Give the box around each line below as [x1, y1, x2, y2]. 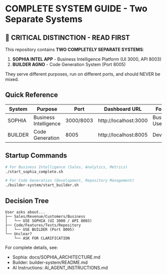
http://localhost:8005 [97, 131, 148, 138]
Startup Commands [5, 151, 67, 160]
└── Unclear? [5, 231, 32, 236]
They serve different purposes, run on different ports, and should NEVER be [5, 71, 161, 77]
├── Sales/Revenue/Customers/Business [5, 214, 85, 219]
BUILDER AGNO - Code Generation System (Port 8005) [12, 62, 126, 67]
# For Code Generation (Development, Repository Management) [5, 178, 135, 183]
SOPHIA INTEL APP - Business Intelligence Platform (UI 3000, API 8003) [12, 56, 162, 62]
